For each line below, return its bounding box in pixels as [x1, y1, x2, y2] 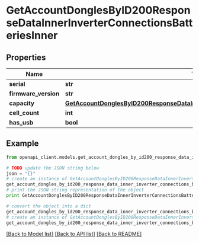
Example [6, 139, 39, 149]
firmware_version [9, 89, 60, 98]
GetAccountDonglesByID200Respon [6, 4, 191, 17]
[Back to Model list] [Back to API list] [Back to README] [6, 231, 142, 238]
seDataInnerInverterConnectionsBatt [6, 16, 193, 30]
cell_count [9, 109, 40, 117]
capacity [9, 99, 34, 107]
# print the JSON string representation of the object [6, 187, 145, 193]
